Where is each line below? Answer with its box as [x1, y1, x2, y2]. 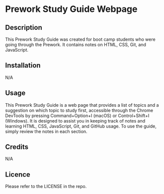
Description [5, 23, 42, 32]
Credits [5, 143, 29, 151]
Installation [5, 61, 41, 70]
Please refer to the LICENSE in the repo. [5, 184, 87, 190]
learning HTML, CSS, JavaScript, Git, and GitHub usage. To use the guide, [5, 123, 157, 129]
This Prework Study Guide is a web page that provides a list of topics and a [5, 102, 159, 108]
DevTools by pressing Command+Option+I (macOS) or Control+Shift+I [5, 113, 150, 119]
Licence [5, 170, 31, 179]
